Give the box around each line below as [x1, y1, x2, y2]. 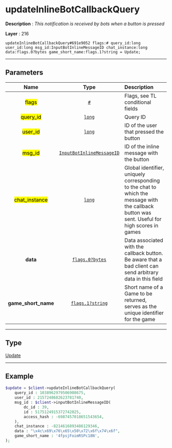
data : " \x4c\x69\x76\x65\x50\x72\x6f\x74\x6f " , [14, 428, 120, 434]
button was [124, 209, 152, 216]
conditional [124, 99, 152, 106]
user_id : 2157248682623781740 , [14, 395, 83, 400]
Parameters [5, 68, 44, 77]
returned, [124, 296, 147, 304]
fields [124, 105, 138, 112]
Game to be [124, 290, 153, 297]
